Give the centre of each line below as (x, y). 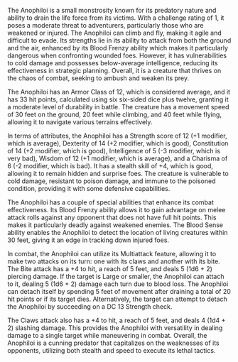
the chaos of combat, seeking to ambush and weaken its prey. (98, 78)
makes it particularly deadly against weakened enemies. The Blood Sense (115, 225)
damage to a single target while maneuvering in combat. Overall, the (107, 335)
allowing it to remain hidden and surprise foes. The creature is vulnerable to (118, 174)
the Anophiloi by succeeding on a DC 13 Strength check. (90, 307)
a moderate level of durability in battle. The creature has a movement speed (118, 107)
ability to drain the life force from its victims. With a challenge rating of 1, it (116, 18)
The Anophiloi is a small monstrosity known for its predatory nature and (112, 10)
